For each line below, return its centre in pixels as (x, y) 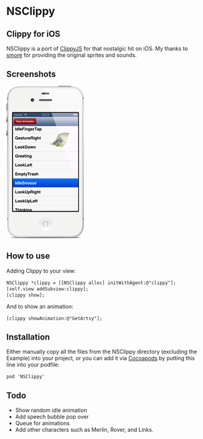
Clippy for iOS (33, 34)
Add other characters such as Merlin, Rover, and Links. (84, 430)
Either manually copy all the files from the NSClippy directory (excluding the (102, 352)
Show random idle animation (51, 410)
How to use (28, 256)
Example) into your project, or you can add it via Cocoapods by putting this (101, 358)
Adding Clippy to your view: (41, 271)
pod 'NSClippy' (26, 377)
